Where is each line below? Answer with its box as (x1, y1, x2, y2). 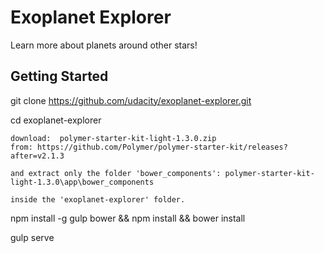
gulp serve (10, 231, 55, 243)
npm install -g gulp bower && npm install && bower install (10, 212, 246, 224)
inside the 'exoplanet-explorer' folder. (10, 194, 186, 205)
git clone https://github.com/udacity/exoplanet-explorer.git (10, 94, 252, 106)
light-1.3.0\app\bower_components (10, 177, 155, 187)
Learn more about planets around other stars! (10, 39, 198, 51)
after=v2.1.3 (10, 151, 65, 161)
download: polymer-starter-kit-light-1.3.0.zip (10, 133, 217, 143)
